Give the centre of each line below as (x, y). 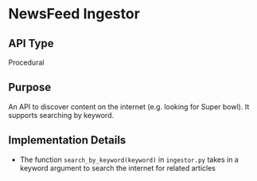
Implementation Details (67, 140)
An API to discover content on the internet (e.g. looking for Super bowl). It (129, 106)
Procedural (26, 62)
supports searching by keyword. (61, 115)
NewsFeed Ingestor (74, 14)
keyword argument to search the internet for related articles (118, 167)
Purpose (30, 87)
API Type (31, 43)
